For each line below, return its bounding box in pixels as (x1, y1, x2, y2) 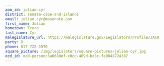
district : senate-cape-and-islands (5, 12, 79, 17)
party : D (5, 40, 23, 45)
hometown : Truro (5, 26, 39, 31)
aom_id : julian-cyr (5, 7, 46, 12)
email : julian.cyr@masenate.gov (5, 16, 72, 21)
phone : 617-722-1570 (5, 44, 48, 49)
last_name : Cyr (5, 30, 37, 35)
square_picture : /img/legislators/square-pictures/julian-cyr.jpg (5, 49, 146, 54)
